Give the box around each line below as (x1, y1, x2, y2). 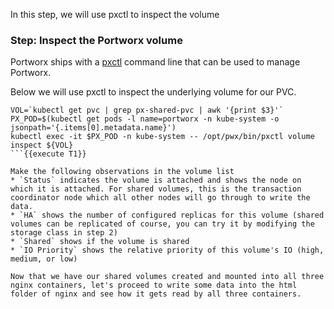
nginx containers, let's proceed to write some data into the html (10, 280, 298, 291)
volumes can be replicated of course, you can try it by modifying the (10, 219, 315, 229)
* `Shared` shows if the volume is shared (10, 237, 190, 247)
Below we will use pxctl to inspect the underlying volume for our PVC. (10, 86, 297, 98)
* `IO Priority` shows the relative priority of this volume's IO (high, (10, 245, 325, 256)
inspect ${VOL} (10, 140, 74, 151)
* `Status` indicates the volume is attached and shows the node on (10, 175, 302, 186)
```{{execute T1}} (10, 149, 87, 159)
